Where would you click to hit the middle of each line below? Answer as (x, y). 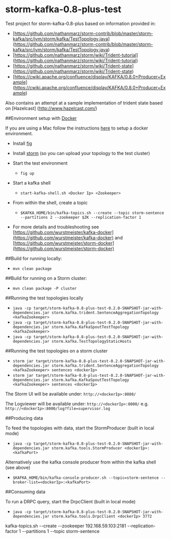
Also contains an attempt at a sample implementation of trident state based (84, 102)
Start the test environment (40, 163)
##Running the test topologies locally (44, 298)
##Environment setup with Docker (41, 118)
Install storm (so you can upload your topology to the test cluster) (81, 153)
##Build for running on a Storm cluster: (46, 278)
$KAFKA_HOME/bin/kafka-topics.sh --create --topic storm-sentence (92, 213)
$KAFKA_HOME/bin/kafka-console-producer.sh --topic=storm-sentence (85, 478)
